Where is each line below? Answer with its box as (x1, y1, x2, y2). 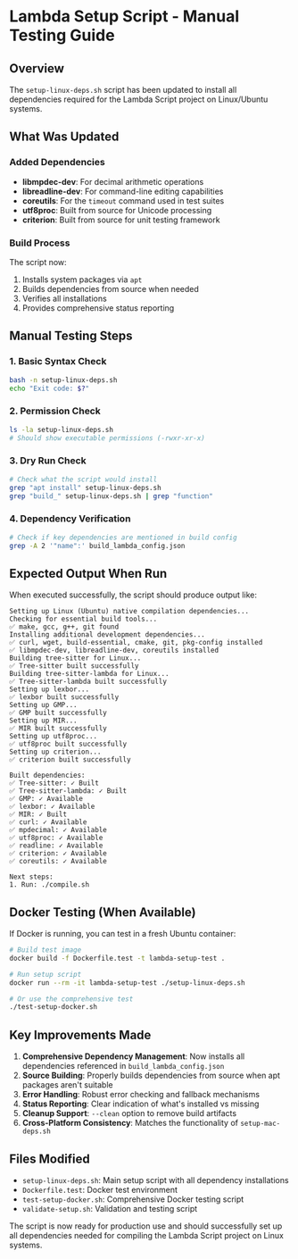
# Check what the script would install (9, 475, 158, 484)
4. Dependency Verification (9, 513, 131, 525)
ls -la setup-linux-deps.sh (9, 425, 114, 434)
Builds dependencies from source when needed (21, 283, 199, 294)
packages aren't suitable (21, 1080, 113, 1090)
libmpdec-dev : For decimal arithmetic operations (21, 176, 204, 187)
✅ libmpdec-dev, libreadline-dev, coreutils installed (9, 646, 219, 655)
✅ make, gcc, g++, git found (9, 622, 120, 631)
